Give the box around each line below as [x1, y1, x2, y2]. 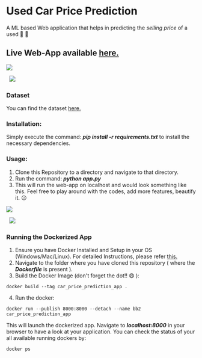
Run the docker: [14, 294, 55, 301]
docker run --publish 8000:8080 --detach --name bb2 [6, 306, 141, 312]
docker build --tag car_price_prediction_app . [6, 283, 128, 289]
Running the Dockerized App [6, 233, 92, 241]
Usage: [6, 155, 28, 163]
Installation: [6, 119, 42, 128]
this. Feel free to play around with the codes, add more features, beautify [14, 188, 197, 195]
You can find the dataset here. [6, 105, 81, 112]
